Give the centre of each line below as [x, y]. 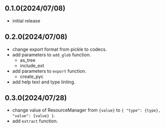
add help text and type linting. [44, 82]
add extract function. [35, 121]
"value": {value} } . [34, 116]
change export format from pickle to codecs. [59, 49]
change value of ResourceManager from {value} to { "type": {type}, [86, 110]
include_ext [32, 66]
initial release [26, 20]
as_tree [28, 60]
